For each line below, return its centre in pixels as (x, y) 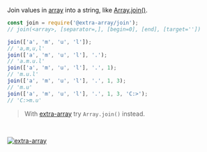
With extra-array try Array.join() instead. (84, 114)
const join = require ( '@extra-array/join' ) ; (73, 23)
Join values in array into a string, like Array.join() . (77, 10)
